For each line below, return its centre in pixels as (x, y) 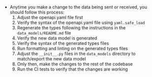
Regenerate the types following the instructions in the (71, 28)
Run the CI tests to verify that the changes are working (72, 69)
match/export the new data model (51, 59)
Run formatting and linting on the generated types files (72, 48)
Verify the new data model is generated (57, 38)
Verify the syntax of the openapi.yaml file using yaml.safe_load (81, 22)
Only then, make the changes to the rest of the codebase (75, 64)
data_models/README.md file (44, 33)
